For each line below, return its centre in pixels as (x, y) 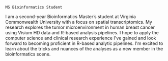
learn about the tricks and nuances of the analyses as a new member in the (84, 49)
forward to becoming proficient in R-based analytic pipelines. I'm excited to (84, 43)
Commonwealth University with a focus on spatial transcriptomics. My (79, 22)
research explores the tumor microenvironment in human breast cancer (80, 27)
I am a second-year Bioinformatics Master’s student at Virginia (71, 17)
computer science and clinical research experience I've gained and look (81, 38)
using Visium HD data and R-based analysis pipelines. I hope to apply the (82, 33)
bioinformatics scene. (28, 54)
